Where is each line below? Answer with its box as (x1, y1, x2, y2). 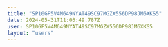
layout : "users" (7, 29, 54, 37)
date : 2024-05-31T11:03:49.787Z (7, 17, 100, 23)
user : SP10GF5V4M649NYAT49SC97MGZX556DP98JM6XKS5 (7, 23, 153, 30)
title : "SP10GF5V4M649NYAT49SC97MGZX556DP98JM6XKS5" (7, 10, 162, 17)
